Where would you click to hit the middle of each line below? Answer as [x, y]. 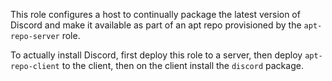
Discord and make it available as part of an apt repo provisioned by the [156, 25]
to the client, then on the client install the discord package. [182, 65]
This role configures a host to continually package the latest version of [155, 14]
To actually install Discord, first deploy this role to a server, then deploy [156, 55]
